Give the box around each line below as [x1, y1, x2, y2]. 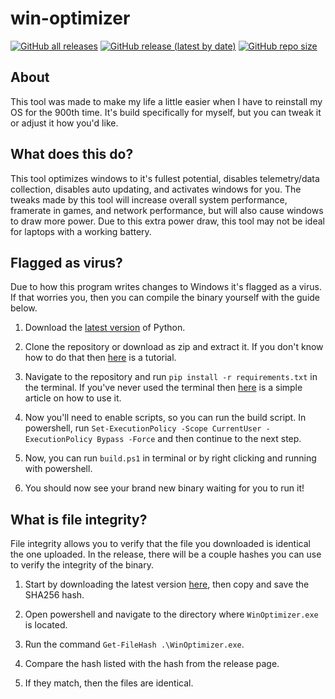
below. [10, 302, 38, 314]
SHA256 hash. [24, 589, 85, 601]
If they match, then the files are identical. [24, 677, 194, 689]
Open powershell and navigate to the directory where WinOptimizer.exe [24, 608, 319, 621]
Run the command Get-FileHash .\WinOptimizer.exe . [24, 638, 245, 651]
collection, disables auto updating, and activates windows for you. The [10, 183, 302, 195]
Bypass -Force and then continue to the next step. [96, 433, 302, 445]
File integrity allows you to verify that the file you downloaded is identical [10, 538, 311, 550]
